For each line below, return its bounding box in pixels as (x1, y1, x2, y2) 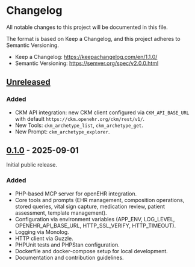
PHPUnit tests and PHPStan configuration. (14, 241, 120, 248)
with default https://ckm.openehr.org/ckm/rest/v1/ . (14, 115, 145, 122)
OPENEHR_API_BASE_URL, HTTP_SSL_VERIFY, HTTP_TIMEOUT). (14, 222, 176, 229)
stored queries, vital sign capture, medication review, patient (14, 203, 166, 210)
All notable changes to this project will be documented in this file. (6, 23, 169, 31)
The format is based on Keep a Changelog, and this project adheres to (6, 35, 181, 42)
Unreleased (6, 77, 51, 87)
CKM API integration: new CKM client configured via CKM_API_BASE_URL (14, 109, 190, 116)
